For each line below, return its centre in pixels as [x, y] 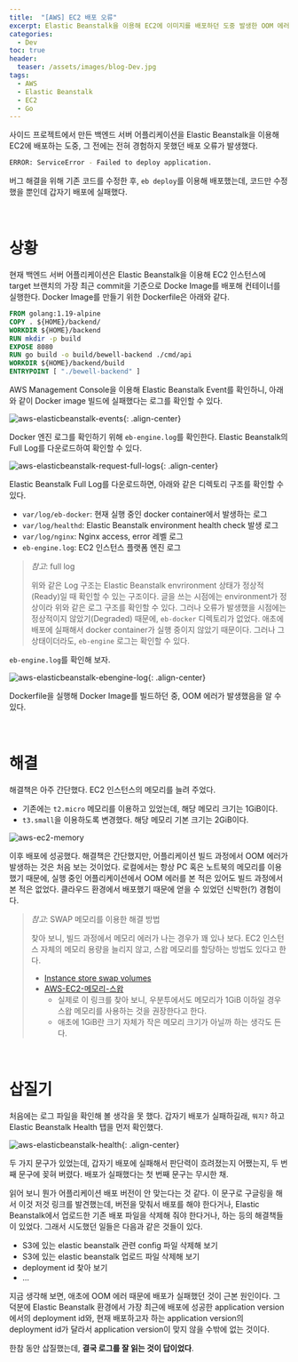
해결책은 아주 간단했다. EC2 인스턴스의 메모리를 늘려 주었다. [112, 789]
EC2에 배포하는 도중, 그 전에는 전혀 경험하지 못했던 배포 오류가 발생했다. [134, 146]
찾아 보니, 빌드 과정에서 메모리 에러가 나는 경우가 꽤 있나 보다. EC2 [146, 938]
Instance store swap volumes [98, 978]
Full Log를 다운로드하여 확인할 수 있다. [75, 448]
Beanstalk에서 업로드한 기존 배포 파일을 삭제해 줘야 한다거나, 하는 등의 [131, 1215]
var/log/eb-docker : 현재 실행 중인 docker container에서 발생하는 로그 [145, 514]
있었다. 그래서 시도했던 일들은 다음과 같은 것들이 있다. [110, 1226]
